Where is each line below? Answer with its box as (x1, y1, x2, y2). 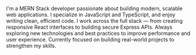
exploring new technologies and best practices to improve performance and (6, 30, 191, 37)
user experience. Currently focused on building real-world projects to (6, 36, 175, 43)
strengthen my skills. (6, 42, 57, 49)
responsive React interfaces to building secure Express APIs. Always (6, 23, 172, 30)
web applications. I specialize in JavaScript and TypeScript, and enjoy (6, 11, 175, 18)
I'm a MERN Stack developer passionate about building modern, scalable (6, 5, 183, 12)
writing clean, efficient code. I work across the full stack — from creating (6, 18, 183, 24)
